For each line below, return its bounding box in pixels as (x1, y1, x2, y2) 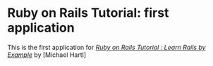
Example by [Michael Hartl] (7, 51, 87, 59)
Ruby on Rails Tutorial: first (7, 5, 169, 21)
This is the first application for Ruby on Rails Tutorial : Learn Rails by (7, 43, 206, 51)
